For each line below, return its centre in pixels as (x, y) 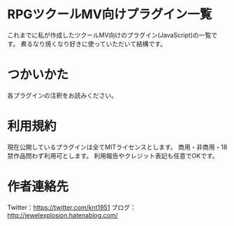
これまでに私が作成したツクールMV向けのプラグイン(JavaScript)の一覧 (109, 35)
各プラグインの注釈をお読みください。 (62, 95)
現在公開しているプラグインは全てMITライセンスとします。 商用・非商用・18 (117, 147)
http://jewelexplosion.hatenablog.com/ (63, 215)
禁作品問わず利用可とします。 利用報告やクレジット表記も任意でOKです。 (113, 155)
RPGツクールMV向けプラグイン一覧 (110, 14)
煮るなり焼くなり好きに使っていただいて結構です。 (94, 43)
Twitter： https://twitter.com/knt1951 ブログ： (72, 207)
